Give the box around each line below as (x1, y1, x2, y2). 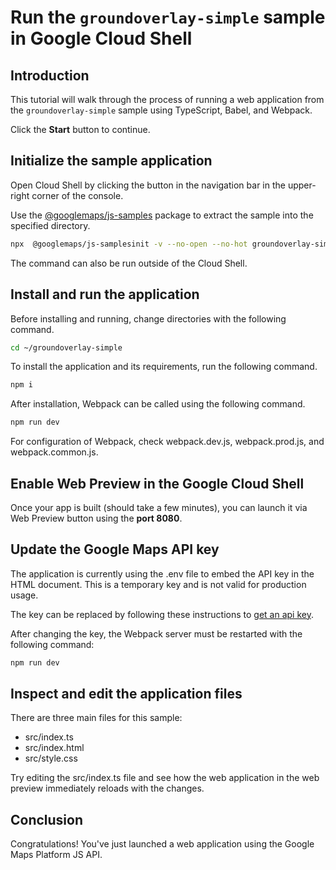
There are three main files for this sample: (10, 712, 183, 724)
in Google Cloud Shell (10, 27, 193, 50)
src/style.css (24, 752, 78, 765)
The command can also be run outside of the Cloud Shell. (10, 257, 248, 269)
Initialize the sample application (10, 152, 213, 170)
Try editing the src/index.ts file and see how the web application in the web (10, 772, 320, 784)
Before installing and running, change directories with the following (10, 312, 287, 325)
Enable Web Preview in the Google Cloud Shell (10, 475, 305, 492)
